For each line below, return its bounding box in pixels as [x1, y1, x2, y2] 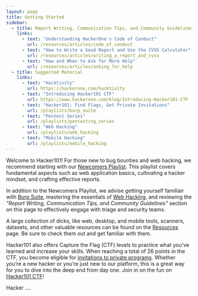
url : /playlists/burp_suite [27, 108, 96, 113]
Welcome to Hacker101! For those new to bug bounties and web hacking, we [6, 157, 192, 164]
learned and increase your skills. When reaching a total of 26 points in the [6, 248, 186, 255]
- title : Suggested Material [11, 69, 83, 75]
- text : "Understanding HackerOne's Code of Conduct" [21, 36, 157, 42]
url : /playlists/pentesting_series [27, 119, 115, 125]
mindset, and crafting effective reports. [6, 175, 101, 183]
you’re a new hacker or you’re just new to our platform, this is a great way [6, 260, 184, 267]
